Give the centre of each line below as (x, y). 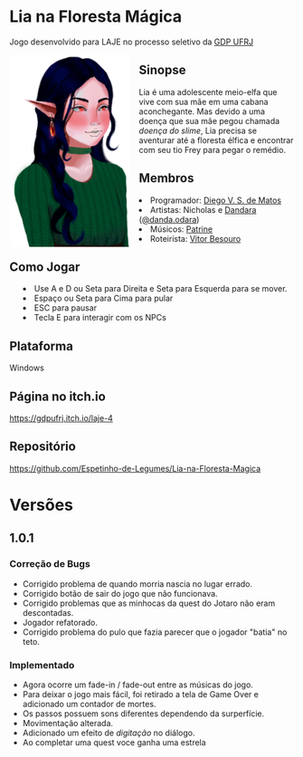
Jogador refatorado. (60, 622)
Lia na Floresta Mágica (96, 17)
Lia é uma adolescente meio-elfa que (208, 91)
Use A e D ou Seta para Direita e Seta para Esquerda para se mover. (161, 289)
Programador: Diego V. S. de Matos (216, 200)
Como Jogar (45, 267)
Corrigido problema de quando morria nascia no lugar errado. (137, 584)
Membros (166, 178)
